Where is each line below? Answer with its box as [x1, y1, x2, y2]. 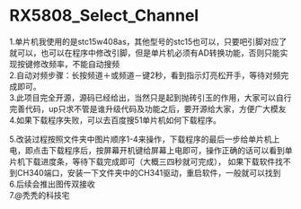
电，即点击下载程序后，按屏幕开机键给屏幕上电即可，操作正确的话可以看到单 [9, 144, 293, 155]
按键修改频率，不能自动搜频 [16, 58, 120, 69]
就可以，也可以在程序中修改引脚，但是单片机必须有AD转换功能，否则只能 [9, 47, 280, 58]
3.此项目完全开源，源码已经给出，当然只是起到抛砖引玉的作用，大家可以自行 [9, 91, 292, 103]
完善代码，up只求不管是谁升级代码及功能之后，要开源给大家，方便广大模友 [9, 103, 287, 114]
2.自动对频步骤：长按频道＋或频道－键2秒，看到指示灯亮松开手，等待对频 [9, 69, 281, 81]
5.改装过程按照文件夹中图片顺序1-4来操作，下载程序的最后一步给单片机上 [9, 134, 280, 144]
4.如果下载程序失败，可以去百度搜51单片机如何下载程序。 [9, 114, 222, 126]
